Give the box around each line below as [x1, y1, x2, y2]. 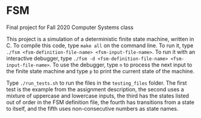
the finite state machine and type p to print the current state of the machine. [6, 67, 195, 74]
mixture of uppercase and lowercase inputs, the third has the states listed [6, 92, 189, 99]
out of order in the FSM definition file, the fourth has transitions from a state [6, 98, 195, 106]
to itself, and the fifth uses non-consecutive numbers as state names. [6, 105, 179, 112]
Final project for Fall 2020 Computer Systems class [6, 24, 134, 31]
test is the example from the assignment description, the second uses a [6, 85, 184, 93]
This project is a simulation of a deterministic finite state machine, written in [6, 35, 194, 42]
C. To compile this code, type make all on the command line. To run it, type [6, 42, 194, 49]
